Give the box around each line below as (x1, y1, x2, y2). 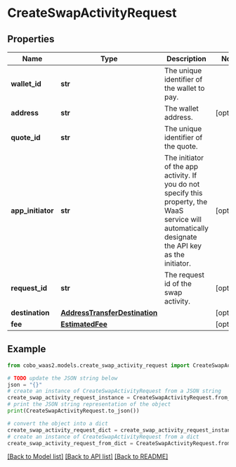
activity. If (164, 170, 197, 180)
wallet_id (11, 79, 42, 89)
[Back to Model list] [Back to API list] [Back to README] (7, 452, 169, 461)
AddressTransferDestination (60, 308, 158, 318)
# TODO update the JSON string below (7, 375, 118, 382)
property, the (164, 197, 208, 206)
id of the (164, 279, 192, 288)
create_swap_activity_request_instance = (7, 394, 131, 401)
